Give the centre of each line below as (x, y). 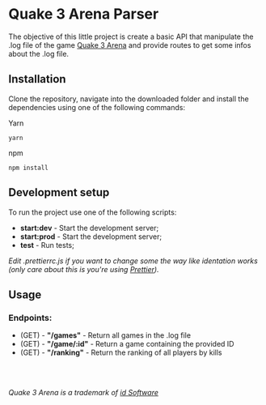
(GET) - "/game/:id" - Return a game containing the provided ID (127, 344)
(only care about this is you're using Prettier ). (84, 269)
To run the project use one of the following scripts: (93, 212)
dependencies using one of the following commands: (97, 107)
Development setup (59, 192)
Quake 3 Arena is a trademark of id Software (84, 393)
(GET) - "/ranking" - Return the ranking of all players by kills (121, 352)
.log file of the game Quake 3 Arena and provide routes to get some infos (130, 45)
